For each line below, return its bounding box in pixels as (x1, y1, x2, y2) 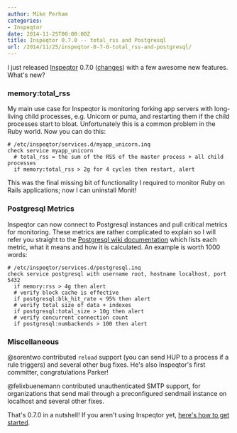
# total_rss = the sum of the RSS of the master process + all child (13, 154, 224, 161)
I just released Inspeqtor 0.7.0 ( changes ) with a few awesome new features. (7, 63, 228, 71)
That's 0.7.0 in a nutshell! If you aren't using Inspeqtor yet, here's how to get (7, 410, 230, 419)
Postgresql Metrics (7, 204, 75, 214)
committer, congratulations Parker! (7, 367, 109, 376)
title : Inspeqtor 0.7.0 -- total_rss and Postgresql (7, 37, 167, 44)
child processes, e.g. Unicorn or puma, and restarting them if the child (24, 112, 230, 121)
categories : (7, 17, 43, 24)
